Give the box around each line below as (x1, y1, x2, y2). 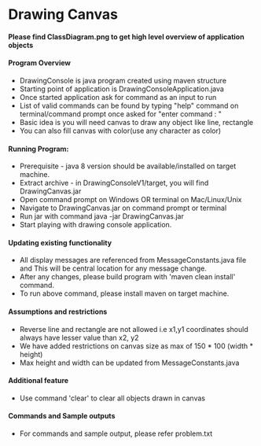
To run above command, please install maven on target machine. (19, 289, 230, 298)
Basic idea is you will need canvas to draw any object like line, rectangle (19, 117, 254, 127)
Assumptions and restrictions (8, 307, 108, 316)
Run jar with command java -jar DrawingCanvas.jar (19, 212, 185, 221)
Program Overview (8, 58, 72, 68)
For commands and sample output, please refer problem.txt (19, 429, 213, 438)
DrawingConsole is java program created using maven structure (19, 76, 226, 85)
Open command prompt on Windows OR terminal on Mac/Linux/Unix (19, 195, 242, 205)
